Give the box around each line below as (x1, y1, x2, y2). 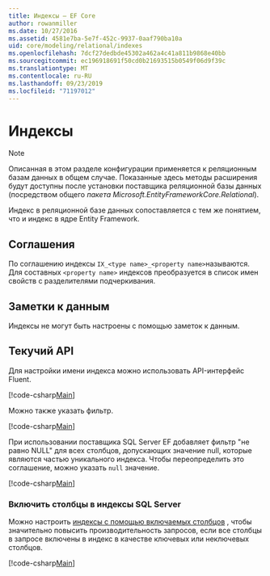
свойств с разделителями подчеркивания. (8, 276, 156, 286)
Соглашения (8, 238, 75, 251)
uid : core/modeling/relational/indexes (8, 42, 143, 50)
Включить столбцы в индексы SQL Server (8, 498, 182, 510)
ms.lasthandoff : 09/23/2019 (8, 79, 103, 87)
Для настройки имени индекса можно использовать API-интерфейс (8, 365, 245, 376)
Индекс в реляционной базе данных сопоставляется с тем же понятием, (8, 205, 261, 215)
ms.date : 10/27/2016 (8, 27, 78, 35)
